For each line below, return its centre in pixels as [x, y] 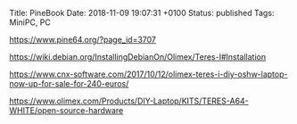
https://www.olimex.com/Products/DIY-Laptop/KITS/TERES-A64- [129, 101]
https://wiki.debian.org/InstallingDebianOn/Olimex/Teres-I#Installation [138, 57]
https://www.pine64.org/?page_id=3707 [83, 40]
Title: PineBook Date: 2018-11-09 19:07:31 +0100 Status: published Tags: [142, 13]
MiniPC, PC [30, 22]
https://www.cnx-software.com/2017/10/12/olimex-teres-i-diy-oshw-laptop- [148, 74]
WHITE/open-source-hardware [66, 110]
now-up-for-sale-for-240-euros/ [69, 83]
